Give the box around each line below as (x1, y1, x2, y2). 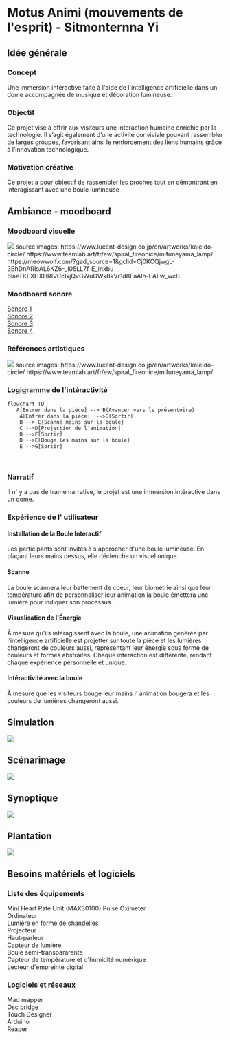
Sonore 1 (7, 305, 32, 313)
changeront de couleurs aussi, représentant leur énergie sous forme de (7, 643, 209, 652)
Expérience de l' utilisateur (7, 512, 99, 522)
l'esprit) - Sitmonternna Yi (7, 19, 159, 35)
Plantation (7, 830, 52, 842)
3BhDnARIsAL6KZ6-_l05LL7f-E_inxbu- (7, 265, 117, 273)
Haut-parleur (7, 934, 44, 942)
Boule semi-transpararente (7, 948, 84, 957)
